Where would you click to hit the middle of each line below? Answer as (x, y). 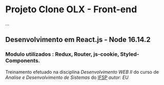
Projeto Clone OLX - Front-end (71, 9)
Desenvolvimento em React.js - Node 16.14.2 (78, 40)
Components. (23, 61)
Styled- (130, 54)
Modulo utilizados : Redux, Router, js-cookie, (62, 54)
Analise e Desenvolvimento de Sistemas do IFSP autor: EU (67, 77)
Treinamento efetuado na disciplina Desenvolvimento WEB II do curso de (82, 72)
